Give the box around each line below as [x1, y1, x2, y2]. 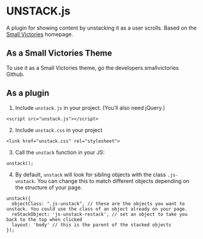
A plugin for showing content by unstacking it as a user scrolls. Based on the [6, 24, 197, 31]
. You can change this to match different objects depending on [34, 177, 190, 185]
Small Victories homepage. [6, 30, 74, 37]
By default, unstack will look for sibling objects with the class [14, 171, 166, 178]
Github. [6, 71, 25, 78]
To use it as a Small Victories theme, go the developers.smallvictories [6, 64, 179, 71]
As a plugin [6, 88, 50, 98]
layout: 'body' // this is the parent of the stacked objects [11, 221, 172, 228]
